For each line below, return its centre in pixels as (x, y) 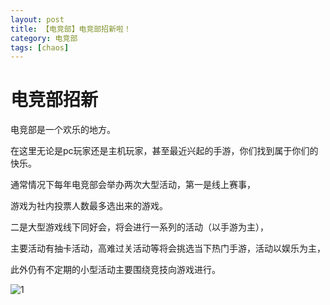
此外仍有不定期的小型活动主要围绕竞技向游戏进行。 (115, 270)
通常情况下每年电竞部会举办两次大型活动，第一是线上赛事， (133, 185)
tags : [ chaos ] (40, 47)
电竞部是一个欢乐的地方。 (63, 130)
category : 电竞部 (44, 38)
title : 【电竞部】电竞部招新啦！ (71, 29)
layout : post (37, 19)
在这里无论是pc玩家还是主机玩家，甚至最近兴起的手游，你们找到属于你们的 (164, 151)
